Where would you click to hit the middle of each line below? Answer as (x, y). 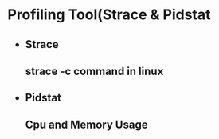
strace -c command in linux (94, 71)
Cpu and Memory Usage (86, 125)
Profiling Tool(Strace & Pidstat (109, 15)
